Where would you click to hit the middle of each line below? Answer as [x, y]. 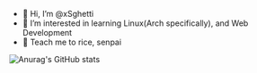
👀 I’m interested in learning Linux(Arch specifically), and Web [135, 23]
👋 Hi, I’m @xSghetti [58, 14]
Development [47, 32]
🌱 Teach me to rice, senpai [72, 42]
